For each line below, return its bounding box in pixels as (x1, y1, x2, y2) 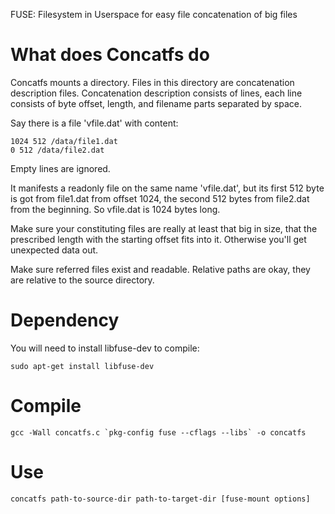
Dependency (10, 309, 120, 332)
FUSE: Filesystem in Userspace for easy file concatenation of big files (10, 9, 298, 20)
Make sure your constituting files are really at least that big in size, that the (10, 222, 318, 234)
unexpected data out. (10, 244, 99, 256)
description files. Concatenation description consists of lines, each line (10, 87, 303, 99)
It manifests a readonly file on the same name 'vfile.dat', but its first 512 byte (10, 182, 325, 194)
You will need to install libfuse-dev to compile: (10, 342, 200, 354)
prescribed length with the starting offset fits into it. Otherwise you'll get (10, 233, 307, 245)
